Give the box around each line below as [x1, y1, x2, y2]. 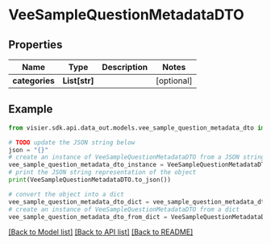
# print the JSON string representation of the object [8, 168, 197, 176]
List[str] [62, 75, 94, 86]
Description [102, 62, 148, 72]
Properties [8, 38, 63, 52]
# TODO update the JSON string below [8, 139, 135, 147]
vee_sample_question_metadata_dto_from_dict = [8, 213, 168, 221]
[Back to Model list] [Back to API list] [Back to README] [8, 227, 194, 237]
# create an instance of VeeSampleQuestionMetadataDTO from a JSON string [8, 153, 265, 162]
